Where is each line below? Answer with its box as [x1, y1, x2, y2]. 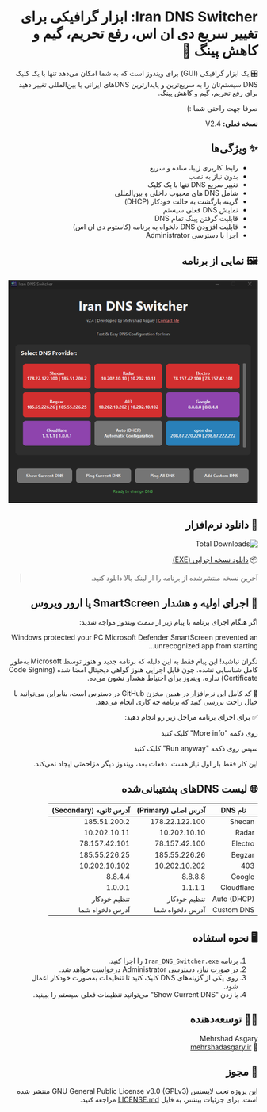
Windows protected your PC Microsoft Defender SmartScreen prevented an [11, 632, 258, 642]
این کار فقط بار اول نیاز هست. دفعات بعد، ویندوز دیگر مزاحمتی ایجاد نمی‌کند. [33, 759, 258, 769]
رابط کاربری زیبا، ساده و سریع [149, 162, 238, 172]
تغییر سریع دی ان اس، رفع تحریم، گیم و [32, 25, 258, 43]
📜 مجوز [225, 1065, 258, 1079]
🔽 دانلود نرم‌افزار [185, 518, 258, 531]
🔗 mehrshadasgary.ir [189, 1042, 258, 1052]
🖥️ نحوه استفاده [192, 931, 258, 945]
